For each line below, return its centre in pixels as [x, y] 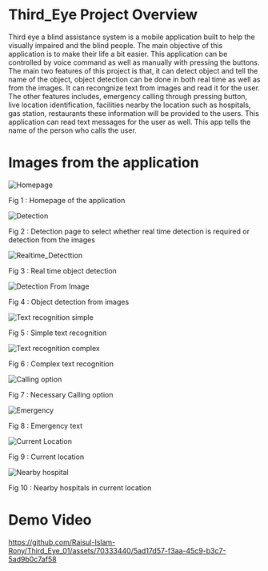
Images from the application [104, 163]
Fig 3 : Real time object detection [63, 270]
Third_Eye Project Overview [103, 15]
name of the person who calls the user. [73, 130]
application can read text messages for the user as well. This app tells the [130, 122]
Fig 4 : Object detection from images [69, 301]
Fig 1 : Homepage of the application [67, 200]
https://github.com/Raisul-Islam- [62, 542]
